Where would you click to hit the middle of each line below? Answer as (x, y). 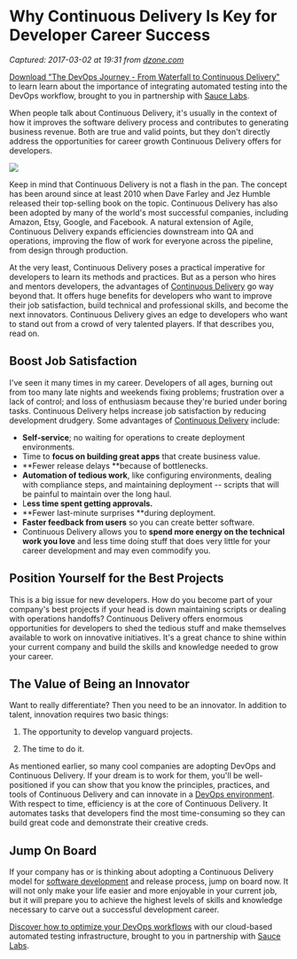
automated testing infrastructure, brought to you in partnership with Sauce (145, 936)
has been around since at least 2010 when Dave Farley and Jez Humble (140, 193)
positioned (29, 785)
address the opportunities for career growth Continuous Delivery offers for (145, 141)
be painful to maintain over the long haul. (97, 494)
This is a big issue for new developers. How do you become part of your (141, 599)
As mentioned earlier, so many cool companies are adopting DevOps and (143, 766)
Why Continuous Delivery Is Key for (143, 16)
